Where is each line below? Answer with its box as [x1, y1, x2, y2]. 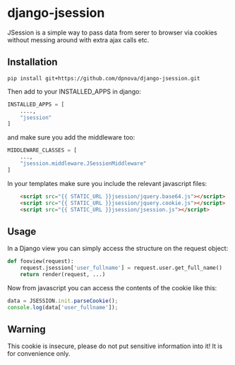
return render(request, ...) [20, 271, 106, 278]
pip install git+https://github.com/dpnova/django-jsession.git [7, 75, 200, 82]
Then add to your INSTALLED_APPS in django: [7, 87, 141, 96]
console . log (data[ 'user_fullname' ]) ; [7, 304, 119, 311]
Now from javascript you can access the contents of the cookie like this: [7, 283, 217, 292]
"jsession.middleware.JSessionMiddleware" [20, 160, 147, 167]
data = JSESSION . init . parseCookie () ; [7, 297, 119, 304]
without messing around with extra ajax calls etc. [7, 35, 150, 44]
